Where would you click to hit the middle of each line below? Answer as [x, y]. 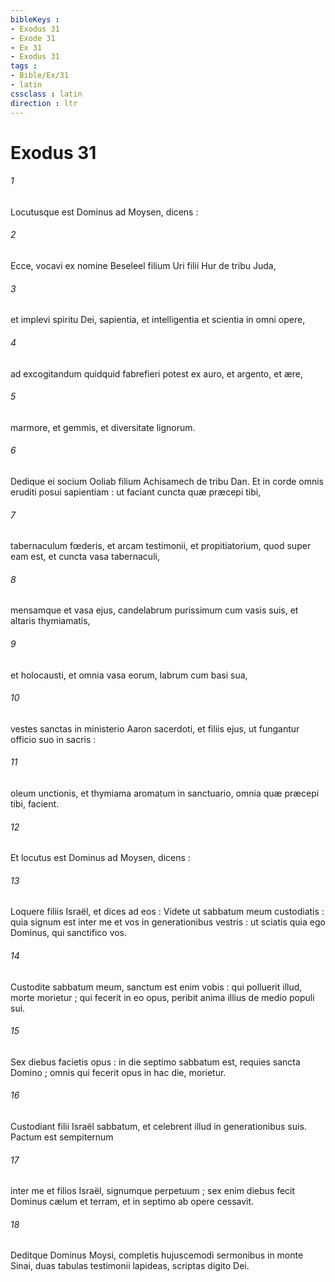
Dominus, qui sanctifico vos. [69, 933]
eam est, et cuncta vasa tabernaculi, [85, 557]
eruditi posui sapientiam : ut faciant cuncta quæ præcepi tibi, [136, 492]
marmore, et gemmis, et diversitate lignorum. [103, 427]
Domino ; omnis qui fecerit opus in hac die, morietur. [118, 1072]
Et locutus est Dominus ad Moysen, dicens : [100, 858]
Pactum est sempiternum [62, 1137]
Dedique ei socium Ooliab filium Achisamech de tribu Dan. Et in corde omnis [167, 481]
